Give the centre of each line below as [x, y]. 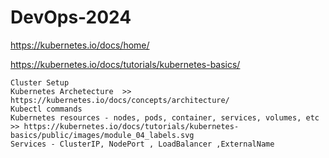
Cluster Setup [40, 82]
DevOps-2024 [71, 17]
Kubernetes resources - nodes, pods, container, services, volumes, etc [165, 117]
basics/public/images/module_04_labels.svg [102, 135]
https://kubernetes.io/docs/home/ [80, 45]
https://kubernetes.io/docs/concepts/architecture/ [120, 100]
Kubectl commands [46, 109]
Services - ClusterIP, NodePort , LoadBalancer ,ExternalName [142, 144]
